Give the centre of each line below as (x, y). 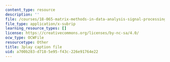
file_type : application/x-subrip (40, 24)
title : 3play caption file (34, 47)
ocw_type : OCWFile (25, 38)
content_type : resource (30, 10)
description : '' (22, 14)
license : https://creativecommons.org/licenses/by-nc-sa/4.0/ (72, 33)
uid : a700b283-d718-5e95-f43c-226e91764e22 (52, 51)
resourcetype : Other (27, 42)
